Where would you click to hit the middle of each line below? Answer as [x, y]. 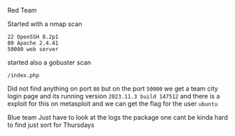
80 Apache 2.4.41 [33, 43]
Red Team [22, 10]
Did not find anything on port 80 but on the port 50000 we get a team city [113, 89]
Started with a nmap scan [45, 24]
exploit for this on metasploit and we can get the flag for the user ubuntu [113, 103]
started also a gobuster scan [49, 62]
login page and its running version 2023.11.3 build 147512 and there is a [114, 96]
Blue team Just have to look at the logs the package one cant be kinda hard [118, 117]
